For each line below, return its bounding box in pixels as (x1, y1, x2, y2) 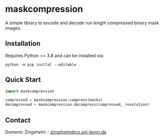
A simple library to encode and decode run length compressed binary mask (5, 20, 160, 26)
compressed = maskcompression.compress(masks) (5, 97, 103, 102)
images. (5, 25, 21, 31)
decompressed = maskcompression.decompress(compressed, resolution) (5, 102, 150, 107)
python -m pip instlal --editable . (5, 62, 81, 67)
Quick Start (5, 76, 41, 84)
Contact (5, 116, 31, 124)
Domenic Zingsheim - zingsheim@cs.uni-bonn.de (5, 129, 107, 135)
